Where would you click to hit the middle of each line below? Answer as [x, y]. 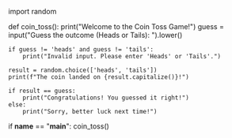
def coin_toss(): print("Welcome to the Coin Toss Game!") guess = [116, 26]
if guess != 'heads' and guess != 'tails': [81, 50]
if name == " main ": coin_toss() [59, 126]
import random [32, 11]
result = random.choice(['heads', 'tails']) [83, 70]
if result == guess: [42, 91]
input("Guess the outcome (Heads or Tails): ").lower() [95, 35]
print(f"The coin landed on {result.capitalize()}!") [99, 77]
